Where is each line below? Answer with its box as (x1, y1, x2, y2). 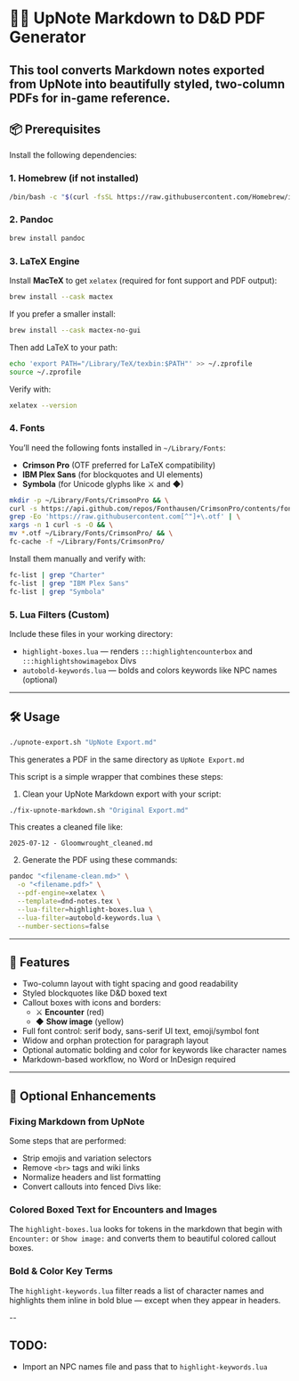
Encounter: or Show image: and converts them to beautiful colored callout (9, 1233, 277, 1244)
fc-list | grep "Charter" (9, 570, 105, 579)
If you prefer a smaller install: (9, 308, 116, 319)
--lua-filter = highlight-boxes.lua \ (17, 905, 153, 914)
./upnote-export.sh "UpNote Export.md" (9, 738, 158, 747)
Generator (9, 27, 86, 47)
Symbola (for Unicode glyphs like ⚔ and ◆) (21, 478, 184, 489)
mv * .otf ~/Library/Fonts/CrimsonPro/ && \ (9, 529, 174, 538)
